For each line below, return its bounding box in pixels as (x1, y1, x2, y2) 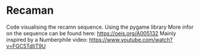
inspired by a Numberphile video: (6, 36, 88, 43)
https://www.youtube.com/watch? (89, 36, 173, 43)
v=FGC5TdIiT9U (6, 42, 46, 50)
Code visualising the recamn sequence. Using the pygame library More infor (6, 23, 194, 30)
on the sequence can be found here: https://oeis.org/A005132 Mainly (6, 29, 176, 36)
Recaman (6, 4, 54, 17)
